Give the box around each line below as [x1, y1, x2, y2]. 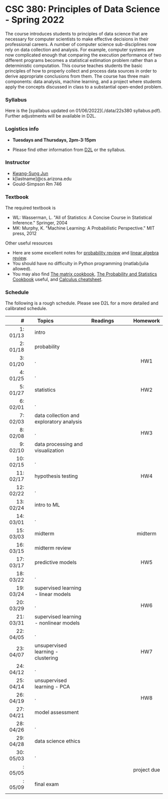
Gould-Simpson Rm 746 [12, 181, 62, 187]
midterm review [34, 544, 71, 551]
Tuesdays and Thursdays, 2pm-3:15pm [12, 136, 96, 143]
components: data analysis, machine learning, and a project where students [5, 78, 161, 84]
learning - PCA [34, 683, 70, 690]
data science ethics [34, 737, 80, 744]
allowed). [12, 266, 31, 272]
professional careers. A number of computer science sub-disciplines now [5, 41, 156, 47]
